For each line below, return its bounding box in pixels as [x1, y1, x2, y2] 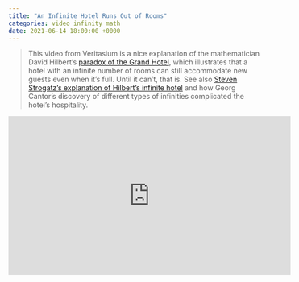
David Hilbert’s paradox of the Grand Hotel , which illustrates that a [27, 57, 248, 67]
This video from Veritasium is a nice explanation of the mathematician [27, 49, 260, 59]
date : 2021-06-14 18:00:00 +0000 [8, 27, 121, 35]
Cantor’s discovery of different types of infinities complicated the [27, 92, 244, 102]
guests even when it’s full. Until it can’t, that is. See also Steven [27, 74, 238, 85]
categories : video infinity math [8, 19, 121, 27]
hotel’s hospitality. [27, 100, 89, 110]
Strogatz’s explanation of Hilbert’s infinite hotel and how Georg [27, 83, 236, 93]
